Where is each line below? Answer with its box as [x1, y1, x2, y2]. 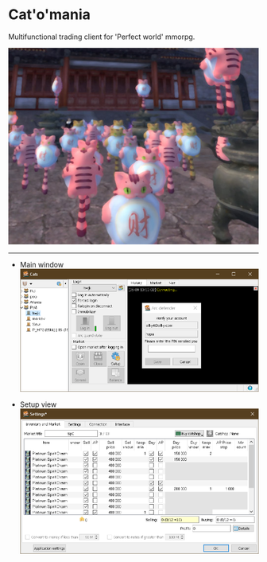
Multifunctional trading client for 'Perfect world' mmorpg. [8, 32, 195, 41]
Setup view [19, 400, 57, 409]
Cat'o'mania [8, 6, 91, 24]
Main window [19, 260, 64, 270]
